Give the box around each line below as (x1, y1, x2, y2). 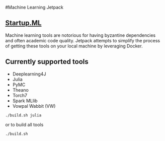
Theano (12, 87, 29, 93)
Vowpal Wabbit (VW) (12, 103, 56, 109)
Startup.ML (5, 19, 42, 27)
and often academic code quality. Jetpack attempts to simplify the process (5, 37, 160, 43)
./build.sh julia (5, 113, 42, 118)
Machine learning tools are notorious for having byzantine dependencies (5, 32, 156, 38)
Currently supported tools (5, 57, 89, 66)
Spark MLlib (12, 98, 38, 104)
